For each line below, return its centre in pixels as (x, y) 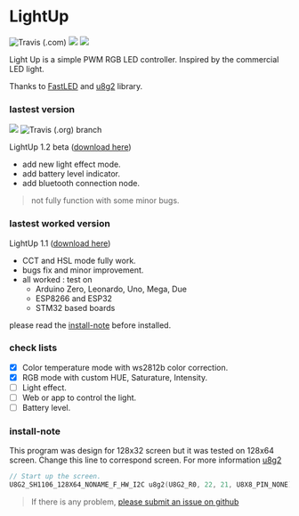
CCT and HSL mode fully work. (79, 260)
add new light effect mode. (72, 164)
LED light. (27, 69)
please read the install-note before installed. (90, 325)
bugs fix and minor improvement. (83, 270)
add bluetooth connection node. (81, 184)
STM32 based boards (75, 307)
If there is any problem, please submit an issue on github (135, 502)
